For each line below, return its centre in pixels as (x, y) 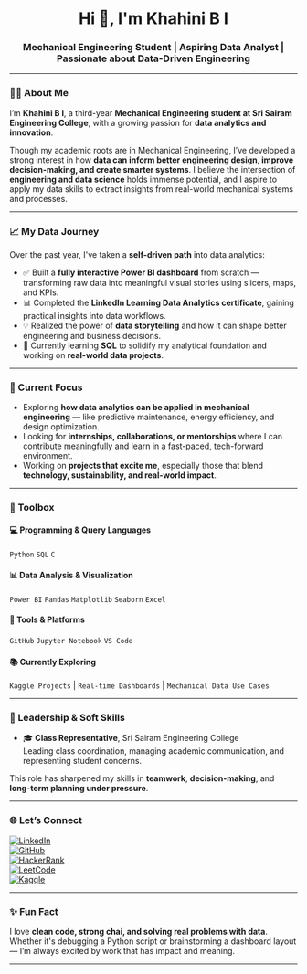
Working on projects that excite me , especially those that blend (143, 466)
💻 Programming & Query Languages (80, 530)
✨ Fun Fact (34, 911)
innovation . (32, 132)
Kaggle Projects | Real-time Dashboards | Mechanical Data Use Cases (139, 685)
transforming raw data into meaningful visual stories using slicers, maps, (159, 283)
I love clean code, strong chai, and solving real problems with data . (138, 932)
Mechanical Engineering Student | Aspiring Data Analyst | (153, 48)
